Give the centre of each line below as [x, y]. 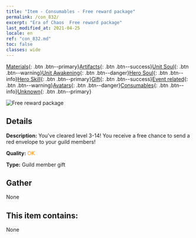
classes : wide [24, 50]
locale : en [19, 33]
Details [19, 121]
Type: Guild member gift [36, 165]
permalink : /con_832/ [33, 17]
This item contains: [42, 215]
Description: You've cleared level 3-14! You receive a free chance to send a [98, 135]
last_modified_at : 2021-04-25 [43, 28]
